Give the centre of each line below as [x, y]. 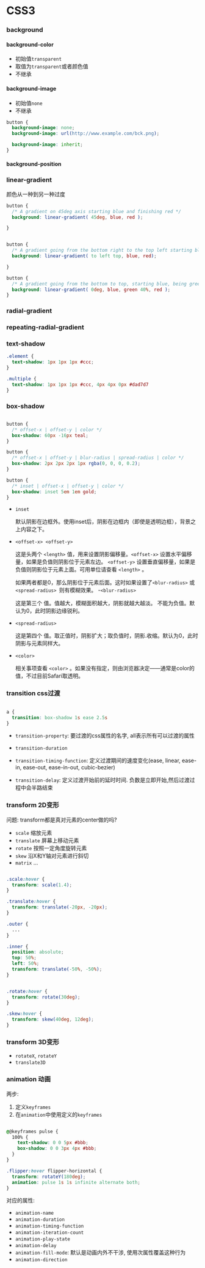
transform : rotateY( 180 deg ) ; [49, 1177]
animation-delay [36, 1246]
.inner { [17, 946]
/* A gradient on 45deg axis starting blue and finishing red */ [97, 211]
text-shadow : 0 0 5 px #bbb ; [53, 1143]
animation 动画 [28, 1079]
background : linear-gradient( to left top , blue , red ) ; [84, 256]
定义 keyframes [33, 1107]
